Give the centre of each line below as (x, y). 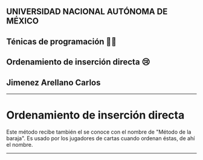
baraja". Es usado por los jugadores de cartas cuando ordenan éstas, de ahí (101, 138)
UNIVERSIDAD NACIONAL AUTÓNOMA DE (87, 12)
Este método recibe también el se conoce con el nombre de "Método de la (99, 132)
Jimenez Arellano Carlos (53, 82)
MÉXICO (23, 21)
